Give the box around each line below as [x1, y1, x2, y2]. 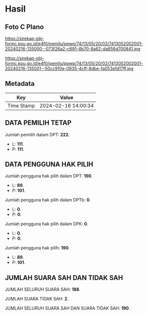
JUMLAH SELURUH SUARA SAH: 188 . [5, 286, 81, 292]
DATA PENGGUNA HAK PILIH [5, 160, 93, 168]
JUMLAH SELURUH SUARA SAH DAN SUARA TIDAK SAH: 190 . [5, 305, 131, 311]
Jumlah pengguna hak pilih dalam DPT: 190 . [5, 173, 93, 179]
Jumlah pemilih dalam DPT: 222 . [5, 132, 70, 137]
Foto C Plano [5, 23, 44, 31]
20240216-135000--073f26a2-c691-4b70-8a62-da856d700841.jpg [5, 46, 141, 51]
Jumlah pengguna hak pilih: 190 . [5, 245, 70, 251]
